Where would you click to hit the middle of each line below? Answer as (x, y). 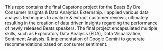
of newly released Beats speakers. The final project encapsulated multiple (81, 28)
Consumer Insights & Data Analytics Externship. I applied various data (77, 12)
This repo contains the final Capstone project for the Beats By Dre (73, 7)
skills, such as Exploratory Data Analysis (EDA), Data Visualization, (73, 33)
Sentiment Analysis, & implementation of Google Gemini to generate (75, 39)
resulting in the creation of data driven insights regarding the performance (82, 23)
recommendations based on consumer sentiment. (56, 44)
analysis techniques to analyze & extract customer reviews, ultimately (77, 18)
